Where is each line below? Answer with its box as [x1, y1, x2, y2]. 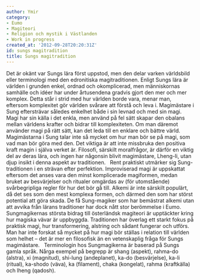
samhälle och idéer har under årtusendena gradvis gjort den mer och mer [6, 89, 187, 96]
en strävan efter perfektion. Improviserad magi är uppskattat [36, 165, 185, 172]
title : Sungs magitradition [6, 53, 76, 59]
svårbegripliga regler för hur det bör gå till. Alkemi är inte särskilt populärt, [6, 184, 189, 191]
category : [6, 14, 31, 20]
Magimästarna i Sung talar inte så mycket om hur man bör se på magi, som [6, 133, 190, 141]
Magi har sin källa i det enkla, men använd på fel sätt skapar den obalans [6, 114, 185, 121]
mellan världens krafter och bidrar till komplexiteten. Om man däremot [6, 120, 179, 127]
